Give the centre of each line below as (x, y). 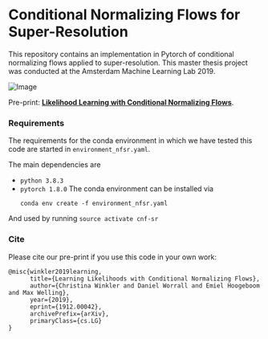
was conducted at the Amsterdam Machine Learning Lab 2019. (112, 71)
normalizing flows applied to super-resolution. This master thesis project (128, 63)
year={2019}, (51, 300)
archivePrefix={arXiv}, (69, 314)
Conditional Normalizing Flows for (124, 15)
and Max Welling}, (39, 292)
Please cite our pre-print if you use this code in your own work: (112, 257)
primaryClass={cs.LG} (66, 321)
